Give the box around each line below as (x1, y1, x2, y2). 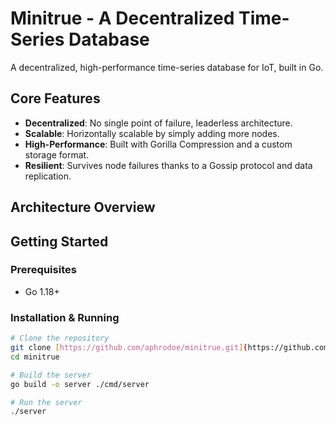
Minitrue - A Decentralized (10, 7, 235, 30)
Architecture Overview (10, 199, 156, 216)
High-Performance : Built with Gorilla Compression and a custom (24, 138, 293, 150)
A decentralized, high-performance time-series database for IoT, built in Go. (10, 61, 324, 73)
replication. (24, 170, 72, 182)
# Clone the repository (10, 333, 110, 344)
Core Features (10, 90, 101, 107)
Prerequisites (10, 263, 77, 277)
